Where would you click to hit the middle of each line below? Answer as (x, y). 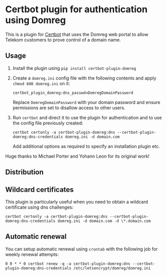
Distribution (25, 172)
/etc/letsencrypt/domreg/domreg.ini (112, 268)
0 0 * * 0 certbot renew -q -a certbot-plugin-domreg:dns (68, 264)
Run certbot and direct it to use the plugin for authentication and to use (87, 117)
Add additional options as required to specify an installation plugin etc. (86, 146)
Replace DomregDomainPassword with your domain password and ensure (87, 102)
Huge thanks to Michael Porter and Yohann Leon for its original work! (77, 156)
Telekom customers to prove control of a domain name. (63, 40)
